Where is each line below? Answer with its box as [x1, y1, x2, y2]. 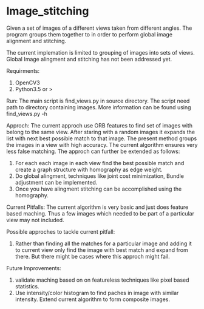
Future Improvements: [6, 264, 62, 271]
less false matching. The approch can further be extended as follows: [6, 148, 180, 155]
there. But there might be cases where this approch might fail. [15, 253, 170, 260]
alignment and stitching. [6, 37, 67, 44]
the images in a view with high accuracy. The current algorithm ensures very [6, 141, 198, 148]
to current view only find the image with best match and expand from [15, 246, 188, 253]
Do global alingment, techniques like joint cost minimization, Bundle [15, 172, 184, 180]
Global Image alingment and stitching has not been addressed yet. [6, 55, 172, 63]
